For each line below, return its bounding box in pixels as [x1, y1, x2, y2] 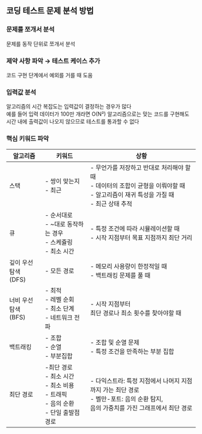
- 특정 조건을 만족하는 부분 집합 [90, 347, 174, 356]
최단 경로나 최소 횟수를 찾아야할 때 [90, 309, 182, 317]
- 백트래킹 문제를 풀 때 [90, 271, 151, 279]
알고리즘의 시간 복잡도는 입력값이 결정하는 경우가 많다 [6, 103, 132, 110]
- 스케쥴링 [44, 237, 73, 246]
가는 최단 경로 [102, 385, 139, 394]
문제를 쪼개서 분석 [6, 25, 55, 34]
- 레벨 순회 [44, 295, 75, 303]
